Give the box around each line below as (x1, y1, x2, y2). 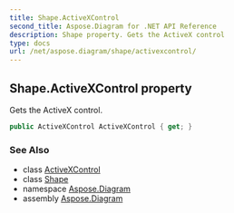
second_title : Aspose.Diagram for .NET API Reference (9, 22, 218, 31)
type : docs (9, 38, 51, 48)
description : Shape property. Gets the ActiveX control (9, 30, 225, 39)
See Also (9, 143, 50, 156)
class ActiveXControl (22, 164, 102, 175)
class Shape (22, 174, 69, 185)
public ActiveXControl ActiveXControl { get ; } (9, 121, 193, 131)
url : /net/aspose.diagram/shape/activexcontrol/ (9, 47, 197, 56)
